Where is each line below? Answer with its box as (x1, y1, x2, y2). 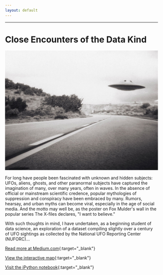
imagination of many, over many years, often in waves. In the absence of (5, 185, 150, 191)
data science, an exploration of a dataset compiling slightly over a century (5, 225, 153, 231)
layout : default (5, 8, 38, 13)
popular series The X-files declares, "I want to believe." (5, 211, 115, 217)
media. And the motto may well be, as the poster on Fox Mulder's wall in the (5, 206, 157, 212)
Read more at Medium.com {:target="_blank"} (5, 245, 96, 251)
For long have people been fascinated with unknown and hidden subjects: (5, 175, 153, 181)
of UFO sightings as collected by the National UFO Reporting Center (5, 231, 141, 237)
